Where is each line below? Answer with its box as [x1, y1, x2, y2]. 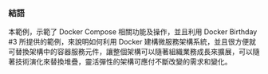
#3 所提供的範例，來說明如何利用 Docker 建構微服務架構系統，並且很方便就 [8, 37, 257, 47]
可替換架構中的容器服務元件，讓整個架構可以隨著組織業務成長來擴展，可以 [8, 47, 253, 56]
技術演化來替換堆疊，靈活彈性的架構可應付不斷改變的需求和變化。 [14, 57, 232, 67]
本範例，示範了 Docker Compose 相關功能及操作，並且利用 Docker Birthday [8, 27, 258, 37]
